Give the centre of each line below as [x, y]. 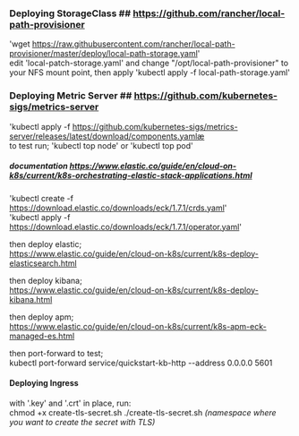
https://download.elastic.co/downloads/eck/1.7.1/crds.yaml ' [118, 208]
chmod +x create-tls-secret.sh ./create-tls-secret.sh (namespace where [143, 412]
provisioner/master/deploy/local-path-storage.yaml [104, 54]
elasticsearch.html [43, 263]
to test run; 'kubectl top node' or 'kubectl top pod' [102, 145]
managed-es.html [42, 336]
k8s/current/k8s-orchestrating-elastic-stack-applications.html [131, 175]
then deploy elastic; [46, 244]
